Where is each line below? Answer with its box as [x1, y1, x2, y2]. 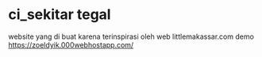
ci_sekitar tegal [8, 6, 111, 24]
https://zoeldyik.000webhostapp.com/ [8, 40, 134, 49]
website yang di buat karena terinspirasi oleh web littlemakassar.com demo [8, 32, 254, 41]
